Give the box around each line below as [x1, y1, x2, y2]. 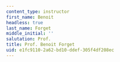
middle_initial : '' [6, 31, 54, 37]
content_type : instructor [6, 8, 69, 15]
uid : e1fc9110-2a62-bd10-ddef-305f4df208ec [6, 47, 115, 53]
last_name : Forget [6, 25, 51, 31]
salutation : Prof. [6, 36, 51, 42]
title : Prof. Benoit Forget [6, 42, 75, 48]
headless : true [6, 19, 44, 25]
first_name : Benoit [6, 14, 54, 20]
